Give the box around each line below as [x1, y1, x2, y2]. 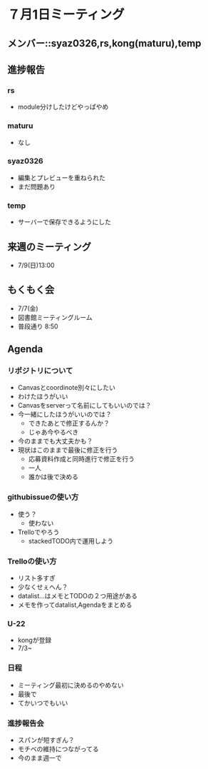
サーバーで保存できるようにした [17, 218, 112, 226]
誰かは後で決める [28, 473, 79, 481]
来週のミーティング [7, 241, 91, 253]
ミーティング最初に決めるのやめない [17, 680, 124, 689]
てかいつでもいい [17, 698, 68, 707]
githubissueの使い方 [7, 492, 79, 502]
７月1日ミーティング [7, 6, 125, 23]
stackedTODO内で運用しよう [28, 536, 114, 545]
